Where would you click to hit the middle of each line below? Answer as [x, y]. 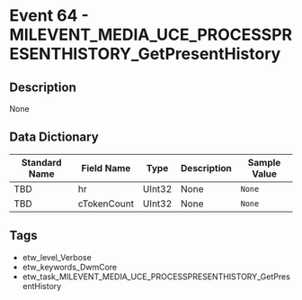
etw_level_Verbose [57, 257]
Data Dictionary [54, 137]
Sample [264, 162]
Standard [41, 162]
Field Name [106, 168]
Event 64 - [49, 16]
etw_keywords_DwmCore [70, 267]
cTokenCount [106, 204]
